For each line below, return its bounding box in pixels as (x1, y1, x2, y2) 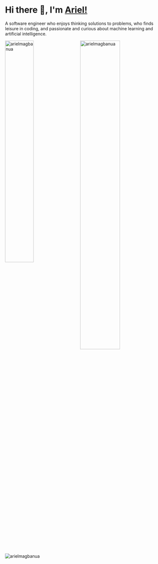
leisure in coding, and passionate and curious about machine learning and (5, 25, 153, 31)
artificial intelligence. (5, 31, 47, 37)
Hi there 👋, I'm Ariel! (5, 4, 88, 16)
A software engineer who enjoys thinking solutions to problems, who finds (5, 20, 154, 26)
